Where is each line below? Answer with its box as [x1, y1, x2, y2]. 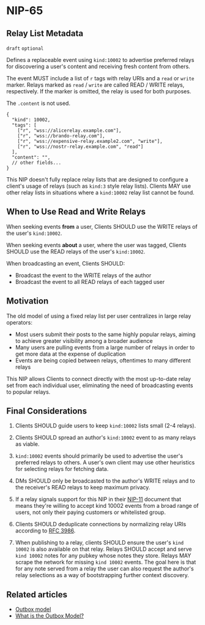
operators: [6, 318, 32, 326]
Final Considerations [6, 406, 88, 416]
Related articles [6, 589, 67, 600]
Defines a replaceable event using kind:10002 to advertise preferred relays [6, 56, 195, 63]
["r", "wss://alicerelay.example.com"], [17, 128, 122, 134]
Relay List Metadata [6, 28, 84, 39]
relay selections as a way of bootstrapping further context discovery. [15, 572, 190, 579]
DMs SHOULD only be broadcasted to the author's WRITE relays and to [15, 477, 195, 485]
